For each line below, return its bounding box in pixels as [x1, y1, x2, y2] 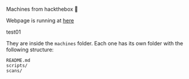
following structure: [6, 46, 54, 53]
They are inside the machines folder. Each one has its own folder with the [6, 40, 183, 47]
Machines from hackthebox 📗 [6, 6, 78, 12]
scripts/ [6, 62, 28, 68]
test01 [6, 28, 21, 35]
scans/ [6, 68, 23, 74]
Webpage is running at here [6, 17, 74, 24]
